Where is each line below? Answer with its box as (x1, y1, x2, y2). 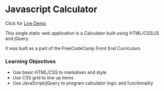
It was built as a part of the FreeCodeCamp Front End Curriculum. (5, 45, 142, 51)
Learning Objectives (5, 58, 57, 65)
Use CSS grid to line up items (12, 75, 74, 81)
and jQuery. (5, 35, 29, 41)
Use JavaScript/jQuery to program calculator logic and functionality (12, 80, 153, 86)
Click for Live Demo (5, 20, 46, 26)
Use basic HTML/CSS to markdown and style (12, 69, 107, 75)
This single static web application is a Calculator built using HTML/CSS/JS (5, 30, 159, 36)
